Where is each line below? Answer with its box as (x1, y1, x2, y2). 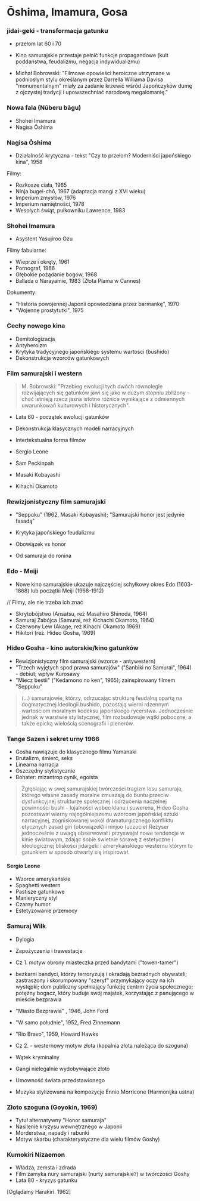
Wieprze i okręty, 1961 (15, 258, 70, 265)
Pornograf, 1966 (15, 265, 55, 272)
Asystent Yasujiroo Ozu (15, 235, 73, 242)
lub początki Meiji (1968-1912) (30, 587, 104, 594)
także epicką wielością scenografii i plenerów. (21, 720, 135, 727)
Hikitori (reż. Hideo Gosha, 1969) (15, 629, 96, 636)
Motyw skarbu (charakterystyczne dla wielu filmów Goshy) (15, 1135, 160, 1143)
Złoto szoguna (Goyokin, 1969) (7, 1103, 98, 1112)
